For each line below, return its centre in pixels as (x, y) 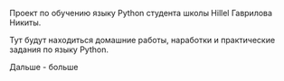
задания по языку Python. (59, 49)
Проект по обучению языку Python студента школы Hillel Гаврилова (141, 13)
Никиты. (25, 22)
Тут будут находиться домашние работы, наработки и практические (142, 40)
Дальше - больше (44, 67)
